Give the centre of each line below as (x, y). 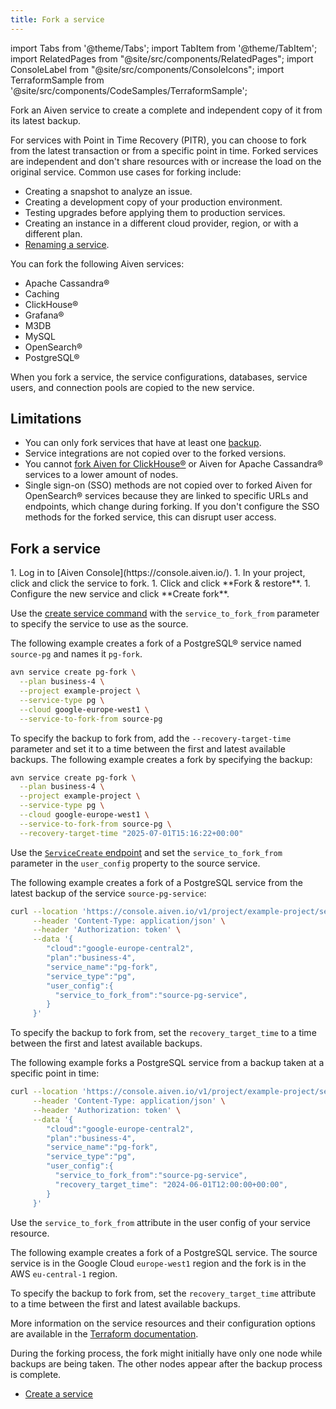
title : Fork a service (57, 19)
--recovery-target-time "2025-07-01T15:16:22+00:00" (131, 833)
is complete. (36, 1374)
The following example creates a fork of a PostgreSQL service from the (156, 882)
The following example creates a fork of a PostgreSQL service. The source (164, 1252)
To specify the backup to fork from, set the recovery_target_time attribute (163, 1293)
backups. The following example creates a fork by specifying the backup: (161, 759)
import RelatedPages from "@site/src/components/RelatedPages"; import (162, 58)
